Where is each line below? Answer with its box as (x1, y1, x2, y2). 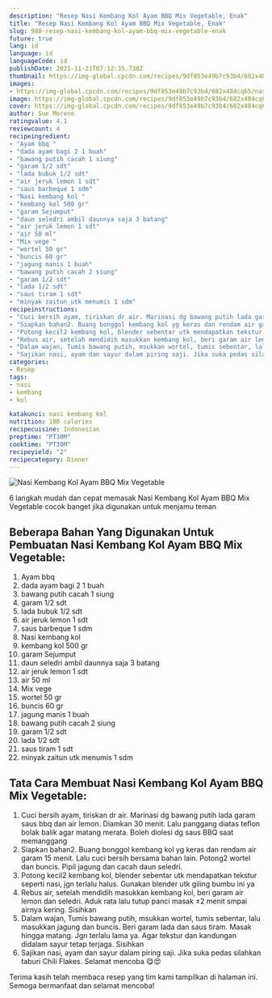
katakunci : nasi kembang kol (9, 410, 107, 418)
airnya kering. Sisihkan (20, 905, 97, 915)
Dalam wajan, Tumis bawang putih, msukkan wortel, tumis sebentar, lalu (20, 914, 261, 923)
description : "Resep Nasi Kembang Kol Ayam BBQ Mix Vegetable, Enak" (9, 11, 249, 20)
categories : (9, 358, 49, 367)
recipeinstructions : (9, 305, 79, 313)
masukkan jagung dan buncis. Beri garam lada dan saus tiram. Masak (20, 922, 253, 932)
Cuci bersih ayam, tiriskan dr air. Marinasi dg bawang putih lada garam (20, 810, 256, 820)
